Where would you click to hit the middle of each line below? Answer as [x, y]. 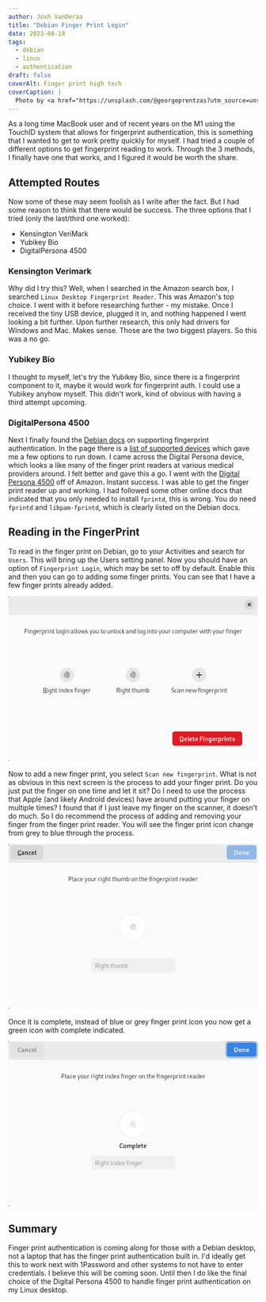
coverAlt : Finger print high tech [65, 83]
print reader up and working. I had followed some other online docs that [125, 491]
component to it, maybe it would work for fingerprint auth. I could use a [124, 385]
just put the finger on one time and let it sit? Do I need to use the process [127, 791]
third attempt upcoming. [47, 402]
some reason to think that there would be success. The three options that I [130, 210]
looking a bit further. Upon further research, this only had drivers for [119, 322]
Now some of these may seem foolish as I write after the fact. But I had [124, 201]
